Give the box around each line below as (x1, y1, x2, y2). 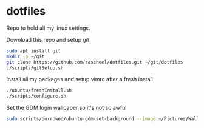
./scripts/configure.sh (6, 93, 67, 99)
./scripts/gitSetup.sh (6, 65, 64, 71)
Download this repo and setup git (6, 36, 90, 43)
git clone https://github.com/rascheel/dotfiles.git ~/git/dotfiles (6, 59, 183, 65)
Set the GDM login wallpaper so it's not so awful (6, 104, 127, 112)
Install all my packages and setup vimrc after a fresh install (6, 76, 153, 83)
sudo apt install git (6, 47, 61, 54)
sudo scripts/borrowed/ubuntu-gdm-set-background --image (6, 116, 156, 122)
